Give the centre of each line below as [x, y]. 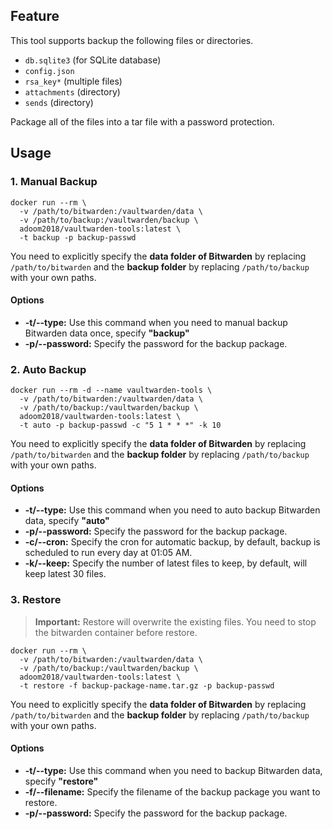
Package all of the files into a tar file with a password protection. [142, 121]
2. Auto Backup [48, 369]
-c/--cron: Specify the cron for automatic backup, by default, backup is [172, 542]
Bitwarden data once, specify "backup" [107, 333]
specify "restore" [61, 781]
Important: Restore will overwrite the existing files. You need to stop [175, 621]
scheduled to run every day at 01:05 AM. [108, 553]
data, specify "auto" [67, 521]
